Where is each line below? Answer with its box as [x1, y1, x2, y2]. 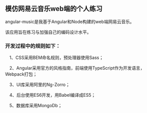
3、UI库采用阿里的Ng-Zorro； [9, 82, 70, 87]
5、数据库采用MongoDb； [9, 103, 62, 109]
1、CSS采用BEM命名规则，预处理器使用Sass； [9, 55, 104, 60]
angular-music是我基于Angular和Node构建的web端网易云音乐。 [5, 19, 134, 25]
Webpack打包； [5, 71, 38, 77]
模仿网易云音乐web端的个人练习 [5, 4, 103, 13]
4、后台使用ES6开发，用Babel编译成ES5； [9, 92, 96, 98]
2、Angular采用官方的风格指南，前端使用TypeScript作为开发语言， [9, 65, 145, 71]
